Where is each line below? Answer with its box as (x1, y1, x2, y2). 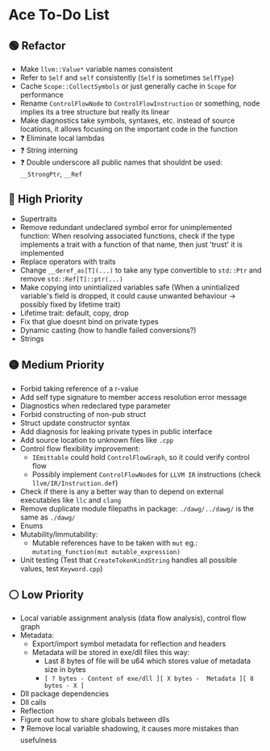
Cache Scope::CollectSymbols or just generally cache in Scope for (19, 81, 237, 90)
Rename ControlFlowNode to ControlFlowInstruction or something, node (19, 98, 260, 108)
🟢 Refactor (8, 39, 66, 52)
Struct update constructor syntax (19, 418, 131, 428)
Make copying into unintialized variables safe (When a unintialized (19, 282, 240, 292)
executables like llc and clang (19, 494, 122, 505)
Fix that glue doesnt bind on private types (19, 316, 159, 326)
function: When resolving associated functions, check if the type (19, 231, 235, 240)
